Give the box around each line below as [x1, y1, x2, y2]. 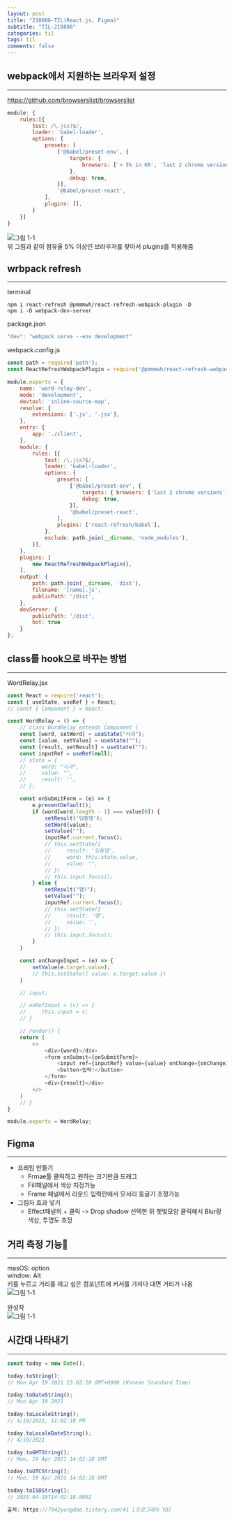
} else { [32, 880, 58, 887]
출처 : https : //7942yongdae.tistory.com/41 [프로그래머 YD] [7, 1506, 172, 1513]
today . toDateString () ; [7, 1391, 73, 1398]
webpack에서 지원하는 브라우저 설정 [7, 71, 156, 82]
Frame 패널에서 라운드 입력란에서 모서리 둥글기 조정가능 [27, 1189, 180, 1199]
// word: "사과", [19, 763, 80, 770]
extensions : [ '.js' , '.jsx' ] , [32, 411, 120, 418]
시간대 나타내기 [7, 1334, 69, 1346]
